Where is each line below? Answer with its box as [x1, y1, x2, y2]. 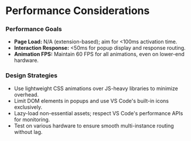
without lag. [13, 128, 43, 135]
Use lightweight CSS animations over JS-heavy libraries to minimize [13, 85, 178, 92]
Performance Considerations [5, 4, 150, 18]
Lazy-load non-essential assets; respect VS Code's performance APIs [13, 109, 183, 116]
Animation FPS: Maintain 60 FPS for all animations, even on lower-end [13, 51, 185, 58]
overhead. [13, 91, 39, 98]
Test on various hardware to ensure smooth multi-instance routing [13, 122, 174, 129]
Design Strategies [5, 71, 58, 80]
